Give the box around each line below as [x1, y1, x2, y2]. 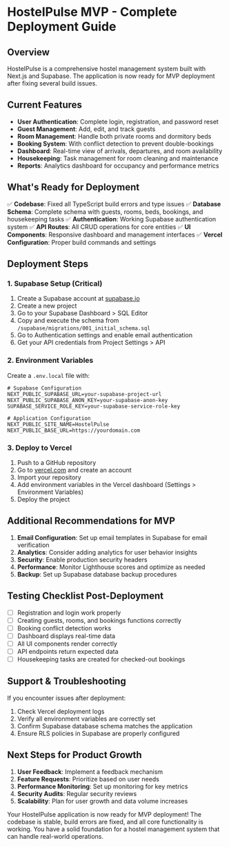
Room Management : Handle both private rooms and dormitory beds [17, 132, 212, 140]
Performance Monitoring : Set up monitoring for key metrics [17, 782, 188, 790]
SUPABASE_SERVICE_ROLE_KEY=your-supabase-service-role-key [7, 403, 181, 410]
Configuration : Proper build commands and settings [7, 238, 157, 246]
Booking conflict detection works [17, 624, 112, 632]
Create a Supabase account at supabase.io [17, 295, 140, 303]
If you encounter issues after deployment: [7, 694, 126, 702]
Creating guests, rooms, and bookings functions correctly [17, 616, 181, 624]
